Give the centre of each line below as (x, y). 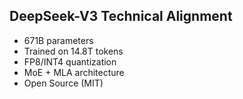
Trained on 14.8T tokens (73, 51)
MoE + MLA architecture (74, 72)
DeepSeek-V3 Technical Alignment (121, 16)
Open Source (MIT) (63, 83)
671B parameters (58, 40)
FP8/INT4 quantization (70, 61)
